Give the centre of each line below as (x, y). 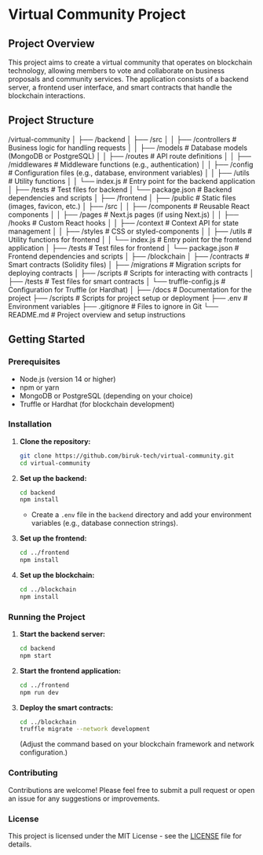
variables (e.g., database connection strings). (104, 523)
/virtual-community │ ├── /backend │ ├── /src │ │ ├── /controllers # (122, 139)
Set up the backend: (53, 478)
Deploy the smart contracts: (66, 707)
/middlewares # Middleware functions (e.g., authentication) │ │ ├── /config (131, 164)
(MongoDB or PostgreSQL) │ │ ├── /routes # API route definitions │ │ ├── (130, 156)
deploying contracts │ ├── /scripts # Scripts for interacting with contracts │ (131, 273)
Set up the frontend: (53, 538)
